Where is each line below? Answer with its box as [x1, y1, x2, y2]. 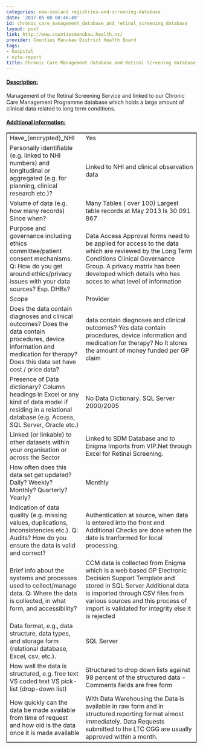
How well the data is [10, 662, 67, 670]
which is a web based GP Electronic [85, 566, 187, 574]
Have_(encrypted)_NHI [10, 134, 75, 142]
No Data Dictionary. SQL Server [85, 394, 175, 402]
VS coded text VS [10, 677, 60, 685]
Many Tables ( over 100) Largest [85, 198, 179, 207]
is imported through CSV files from [85, 589, 184, 597]
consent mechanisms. [10, 254, 72, 263]
